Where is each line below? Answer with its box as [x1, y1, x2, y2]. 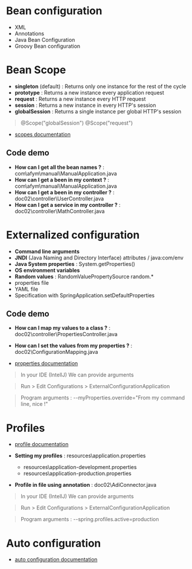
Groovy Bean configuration [14, 43, 81, 50]
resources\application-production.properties [23, 470, 131, 477]
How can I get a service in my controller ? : [14, 201, 121, 208]
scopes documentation [14, 131, 71, 138]
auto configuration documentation [14, 556, 98, 563]
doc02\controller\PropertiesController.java [14, 331, 118, 338]
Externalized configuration [6, 228, 140, 242]
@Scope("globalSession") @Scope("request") [20, 119, 133, 126]
